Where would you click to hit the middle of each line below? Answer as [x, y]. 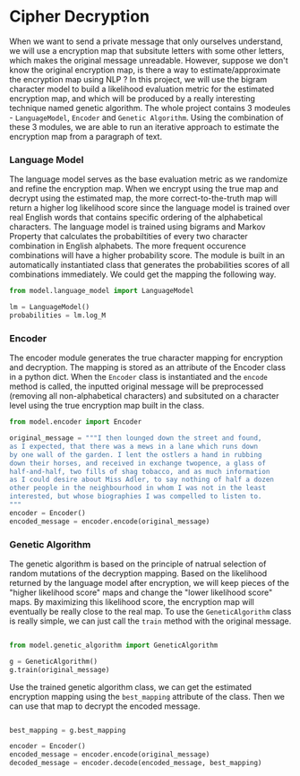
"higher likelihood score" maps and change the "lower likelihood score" [141, 592]
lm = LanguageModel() [50, 307]
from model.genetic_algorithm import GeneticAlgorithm [114, 645]
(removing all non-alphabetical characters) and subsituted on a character [144, 396]
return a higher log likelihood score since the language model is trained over [150, 208]
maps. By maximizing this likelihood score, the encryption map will [132, 601]
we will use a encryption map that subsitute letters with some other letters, [147, 50]
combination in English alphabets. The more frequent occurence [128, 246]
